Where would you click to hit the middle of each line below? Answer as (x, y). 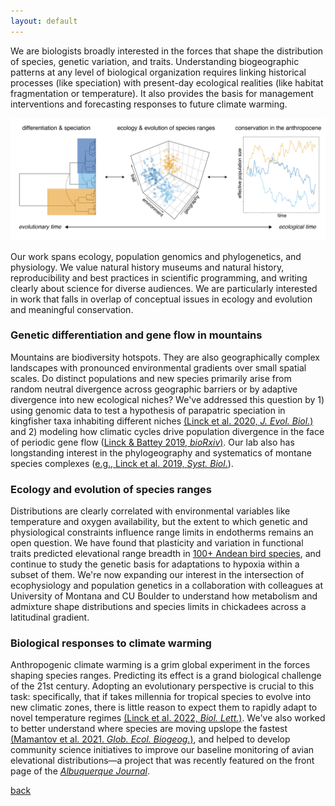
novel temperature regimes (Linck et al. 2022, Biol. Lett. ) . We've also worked (168, 718)
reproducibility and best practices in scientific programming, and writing (159, 277)
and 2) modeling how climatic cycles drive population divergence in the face (167, 431)
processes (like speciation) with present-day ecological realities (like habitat (167, 82)
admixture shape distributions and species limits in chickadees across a (158, 607)
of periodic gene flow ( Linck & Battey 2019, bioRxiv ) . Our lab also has (152, 442)
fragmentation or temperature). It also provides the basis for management (162, 93)
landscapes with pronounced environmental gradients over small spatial (158, 367)
